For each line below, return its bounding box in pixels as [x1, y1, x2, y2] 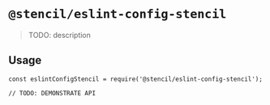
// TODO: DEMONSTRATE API [8, 89, 96, 97]
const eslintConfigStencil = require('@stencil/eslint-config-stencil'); [8, 75, 264, 83]
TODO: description [28, 30, 92, 40]
